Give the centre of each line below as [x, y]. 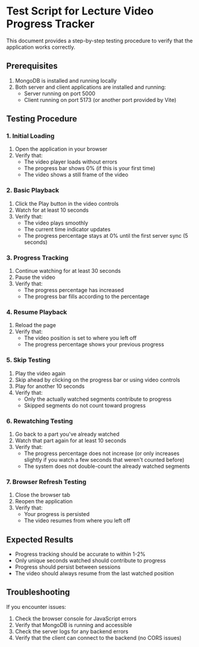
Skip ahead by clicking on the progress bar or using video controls [98, 380]
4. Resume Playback [37, 312]
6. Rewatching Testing [40, 421]
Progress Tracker [50, 24]
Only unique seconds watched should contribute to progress [90, 561]
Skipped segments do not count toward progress [85, 405]
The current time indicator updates [67, 229]
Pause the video [35, 277]
